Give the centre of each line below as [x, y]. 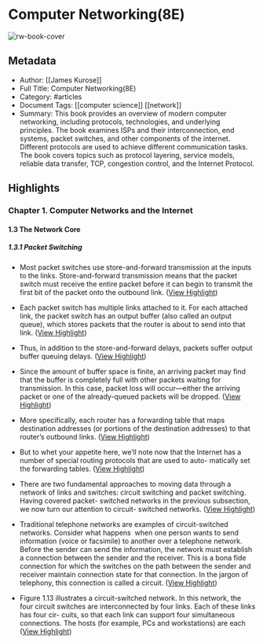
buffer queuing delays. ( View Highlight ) [83, 356]
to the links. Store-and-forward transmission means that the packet [128, 275]
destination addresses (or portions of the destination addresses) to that [135, 428]
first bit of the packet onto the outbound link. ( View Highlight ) [119, 292]
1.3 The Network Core [44, 229]
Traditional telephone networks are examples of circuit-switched [124, 524]
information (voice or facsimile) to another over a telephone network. [131, 541]
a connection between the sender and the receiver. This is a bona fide [133, 558]
